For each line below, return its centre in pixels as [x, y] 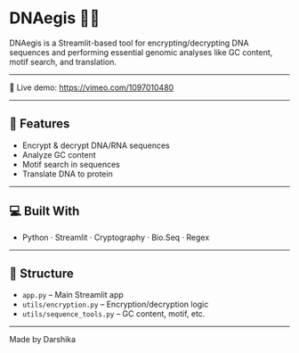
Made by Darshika [43, 340]
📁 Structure [41, 273]
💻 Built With [44, 212]
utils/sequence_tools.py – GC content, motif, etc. [113, 314]
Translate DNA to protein [67, 174]
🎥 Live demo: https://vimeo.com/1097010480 [92, 87]
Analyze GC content [59, 154]
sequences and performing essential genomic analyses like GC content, [141, 52]
